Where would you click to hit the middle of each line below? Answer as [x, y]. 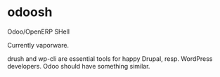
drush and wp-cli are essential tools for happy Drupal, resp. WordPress [110, 58]
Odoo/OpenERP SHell [39, 31]
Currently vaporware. [38, 45]
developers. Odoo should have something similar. [79, 66]
